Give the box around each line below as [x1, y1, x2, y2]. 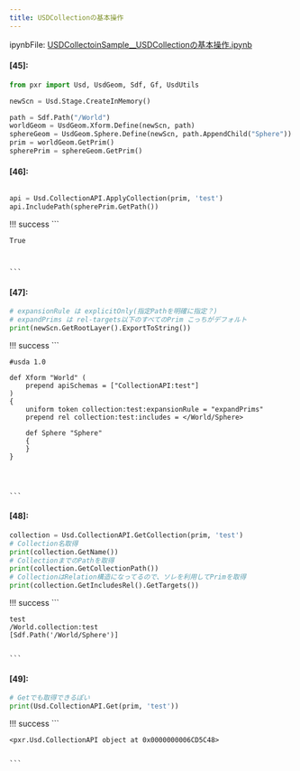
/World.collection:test [9, 623, 99, 632]
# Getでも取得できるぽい [9, 693, 90, 702]
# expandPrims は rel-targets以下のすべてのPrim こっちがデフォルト [9, 315, 248, 324]
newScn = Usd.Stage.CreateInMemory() [9, 97, 151, 106]
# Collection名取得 [9, 539, 78, 548]
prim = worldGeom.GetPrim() [9, 138, 115, 147]
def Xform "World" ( [9, 373, 87, 382]
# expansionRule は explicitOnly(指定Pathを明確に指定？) [9, 307, 218, 316]
